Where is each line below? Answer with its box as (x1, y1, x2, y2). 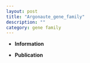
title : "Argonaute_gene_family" (6, 14, 85, 20)
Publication (14, 51, 43, 58)
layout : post (6, 8, 38, 14)
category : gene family (6, 24, 61, 31)
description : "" (6, 19, 46, 25)
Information (14, 40, 44, 47)
